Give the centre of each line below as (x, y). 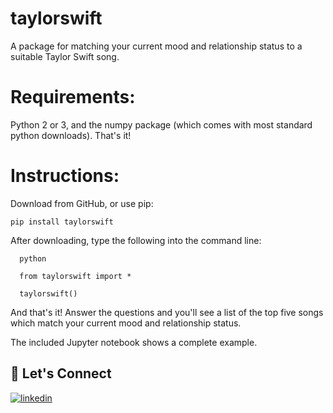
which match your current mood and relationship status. (126, 323)
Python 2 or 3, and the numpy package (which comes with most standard (161, 124)
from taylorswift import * (75, 276)
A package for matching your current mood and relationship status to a (156, 46)
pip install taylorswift (62, 222)
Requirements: (73, 97)
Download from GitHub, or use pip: (82, 203)
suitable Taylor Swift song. (65, 56)
